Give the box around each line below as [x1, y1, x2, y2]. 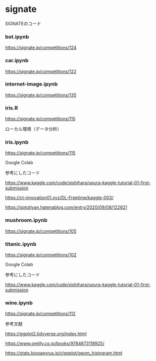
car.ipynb [5, 57, 29, 64]
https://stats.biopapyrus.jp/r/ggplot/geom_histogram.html [5, 350, 123, 356]
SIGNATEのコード [5, 20, 41, 26]
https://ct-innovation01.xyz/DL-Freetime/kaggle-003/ [5, 195, 114, 201]
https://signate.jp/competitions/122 [5, 68, 77, 74]
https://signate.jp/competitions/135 [5, 92, 77, 98]
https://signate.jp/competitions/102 [5, 252, 77, 258]
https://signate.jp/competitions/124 [5, 45, 77, 51]
